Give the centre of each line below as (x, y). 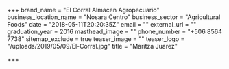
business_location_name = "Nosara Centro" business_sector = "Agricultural (114, 17)
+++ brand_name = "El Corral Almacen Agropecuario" (83, 10)
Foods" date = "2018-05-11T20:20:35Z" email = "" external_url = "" (102, 24)
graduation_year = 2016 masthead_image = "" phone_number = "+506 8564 (115, 31)
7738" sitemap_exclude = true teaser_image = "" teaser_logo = (96, 39)
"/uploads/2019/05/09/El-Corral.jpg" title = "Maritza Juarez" (93, 46)
